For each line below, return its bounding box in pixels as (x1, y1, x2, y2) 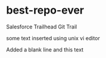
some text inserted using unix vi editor (6, 34, 100, 41)
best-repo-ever (6, 4, 85, 17)
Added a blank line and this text (6, 46, 84, 53)
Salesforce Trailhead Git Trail (6, 23, 77, 30)
